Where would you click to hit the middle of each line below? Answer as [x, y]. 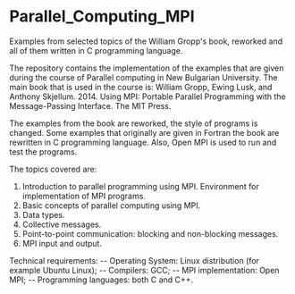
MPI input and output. [62, 243]
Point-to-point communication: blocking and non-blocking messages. [150, 233]
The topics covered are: [53, 169]
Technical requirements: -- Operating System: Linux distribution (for [134, 260]
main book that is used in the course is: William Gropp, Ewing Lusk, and [141, 87]
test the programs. [43, 151]
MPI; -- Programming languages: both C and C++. [101, 280]
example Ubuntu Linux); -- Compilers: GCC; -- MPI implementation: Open [144, 270]
